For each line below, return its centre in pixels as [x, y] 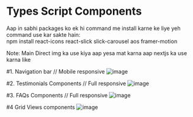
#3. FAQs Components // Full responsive [57, 95]
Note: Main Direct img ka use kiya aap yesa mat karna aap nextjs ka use [97, 53]
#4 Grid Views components [41, 107]
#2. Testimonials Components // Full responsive [66, 83]
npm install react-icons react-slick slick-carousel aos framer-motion [92, 41]
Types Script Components [74, 11]
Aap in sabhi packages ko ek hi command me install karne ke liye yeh [93, 28]
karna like [19, 59]
